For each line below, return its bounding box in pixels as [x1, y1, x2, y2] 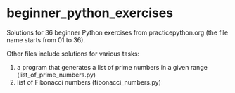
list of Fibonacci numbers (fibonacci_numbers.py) [16, 77, 161, 86]
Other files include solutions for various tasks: [6, 49, 140, 58]
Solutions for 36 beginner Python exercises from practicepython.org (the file [6, 28, 229, 37]
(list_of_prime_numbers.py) [16, 70, 96, 79]
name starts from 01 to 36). [6, 35, 86, 44]
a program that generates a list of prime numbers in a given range [16, 63, 208, 71]
